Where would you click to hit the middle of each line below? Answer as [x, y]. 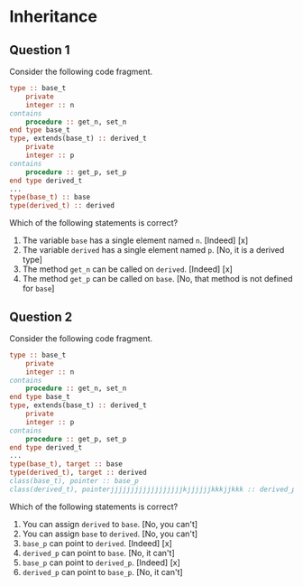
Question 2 [41, 316]
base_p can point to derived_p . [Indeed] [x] [101, 563]
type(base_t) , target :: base [66, 464]
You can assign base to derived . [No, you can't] [110, 534]
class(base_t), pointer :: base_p [74, 481]
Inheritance [53, 17]
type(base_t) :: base [50, 197]
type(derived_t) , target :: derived [78, 473]
